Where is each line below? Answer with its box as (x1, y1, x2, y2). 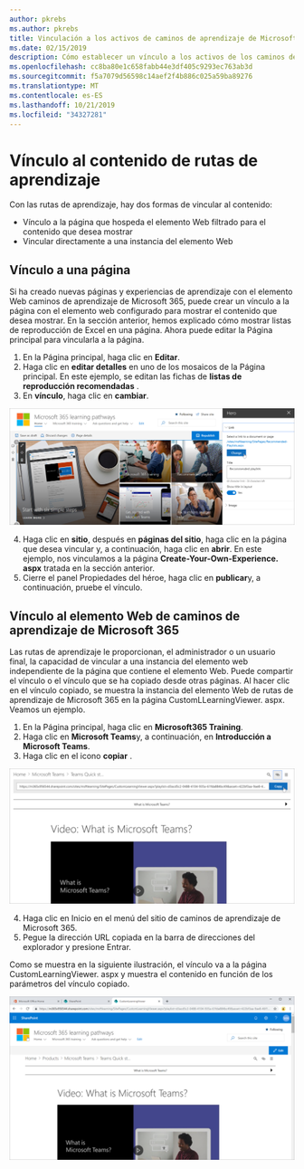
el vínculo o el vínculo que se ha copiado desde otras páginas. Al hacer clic (9, 675, 290, 687)
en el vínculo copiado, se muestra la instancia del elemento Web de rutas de (9, 685, 294, 696)
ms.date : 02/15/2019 (9, 43, 88, 52)
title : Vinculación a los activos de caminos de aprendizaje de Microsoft (9, 33, 298, 43)
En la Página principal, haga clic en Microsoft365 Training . (22, 722, 243, 733)
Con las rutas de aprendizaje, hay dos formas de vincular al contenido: (9, 199, 273, 210)
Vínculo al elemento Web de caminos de (9, 608, 241, 623)
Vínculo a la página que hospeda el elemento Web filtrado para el (22, 217, 267, 228)
